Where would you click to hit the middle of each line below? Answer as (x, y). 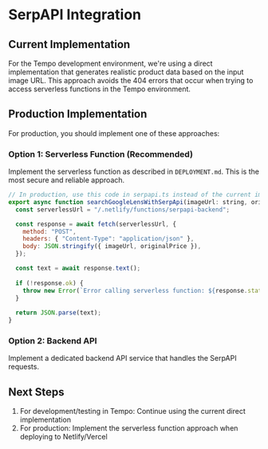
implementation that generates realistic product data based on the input (126, 72)
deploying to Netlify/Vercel (63, 437)
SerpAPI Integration (75, 15)
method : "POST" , (50, 231)
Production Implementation (78, 114)
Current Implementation (69, 44)
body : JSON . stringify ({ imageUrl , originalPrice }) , (112, 247)
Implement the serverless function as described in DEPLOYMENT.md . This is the (134, 172)
